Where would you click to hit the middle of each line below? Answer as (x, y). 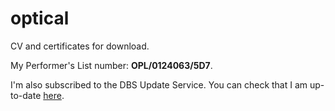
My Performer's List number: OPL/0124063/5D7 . (111, 65)
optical (40, 18)
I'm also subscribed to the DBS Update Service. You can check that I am (159, 84)
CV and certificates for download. (80, 46)
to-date (26, 95)
